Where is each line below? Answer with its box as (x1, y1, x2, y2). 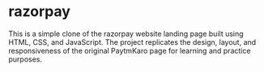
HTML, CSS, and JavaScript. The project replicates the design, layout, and (8, 37, 257, 46)
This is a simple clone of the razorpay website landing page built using (8, 29, 245, 38)
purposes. (8, 54, 43, 64)
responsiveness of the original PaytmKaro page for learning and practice (8, 46, 251, 55)
